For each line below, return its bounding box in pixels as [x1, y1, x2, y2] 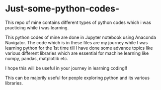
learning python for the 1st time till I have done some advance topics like [5, 45, 153, 51]
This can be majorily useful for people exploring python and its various [5, 75, 150, 81]
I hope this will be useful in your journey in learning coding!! [5, 65, 128, 71]
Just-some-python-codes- [5, 3, 120, 14]
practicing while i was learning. [5, 24, 69, 30]
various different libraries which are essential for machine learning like [5, 50, 149, 56]
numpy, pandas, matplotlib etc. [5, 55, 69, 61]
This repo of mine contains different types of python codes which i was [5, 19, 152, 25]
